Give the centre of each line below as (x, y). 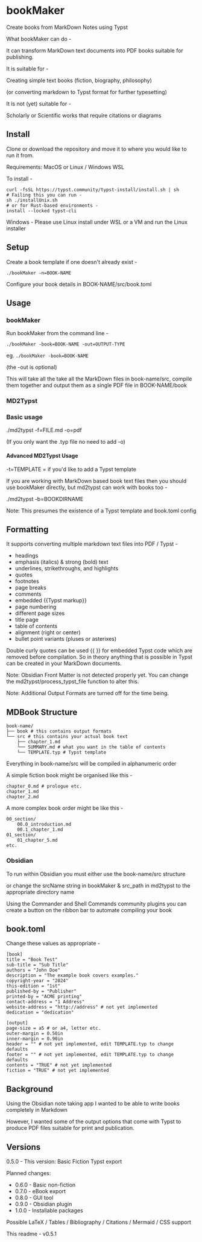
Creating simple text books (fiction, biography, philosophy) (79, 80)
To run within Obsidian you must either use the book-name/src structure (96, 874)
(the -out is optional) (32, 367)
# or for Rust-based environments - (52, 206)
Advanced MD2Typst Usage (42, 456)
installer (16, 228)
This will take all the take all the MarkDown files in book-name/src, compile (99, 379)
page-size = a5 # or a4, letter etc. (54, 1029)
